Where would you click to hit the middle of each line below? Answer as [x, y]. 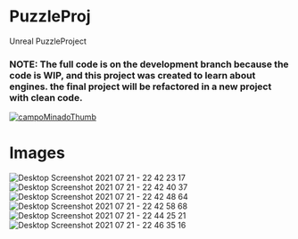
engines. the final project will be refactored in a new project [141, 87]
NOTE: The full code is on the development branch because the [149, 64]
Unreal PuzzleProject [48, 41]
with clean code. [46, 97]
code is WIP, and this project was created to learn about [132, 75]
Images [37, 153]
